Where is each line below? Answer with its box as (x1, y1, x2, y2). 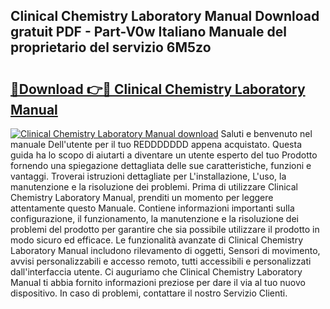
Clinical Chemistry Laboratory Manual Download (10, 8, 320, 25)
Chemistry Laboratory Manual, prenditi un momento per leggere (10, 192, 274, 203)
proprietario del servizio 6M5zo (10, 39, 212, 56)
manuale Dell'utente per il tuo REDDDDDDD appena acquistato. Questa (10, 139, 302, 150)
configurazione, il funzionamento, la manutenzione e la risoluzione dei (10, 213, 299, 224)
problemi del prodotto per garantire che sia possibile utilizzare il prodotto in (10, 224, 320, 235)
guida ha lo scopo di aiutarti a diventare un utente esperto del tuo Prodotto (10, 149, 318, 161)
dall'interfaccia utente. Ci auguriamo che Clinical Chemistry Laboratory (10, 266, 303, 278)
